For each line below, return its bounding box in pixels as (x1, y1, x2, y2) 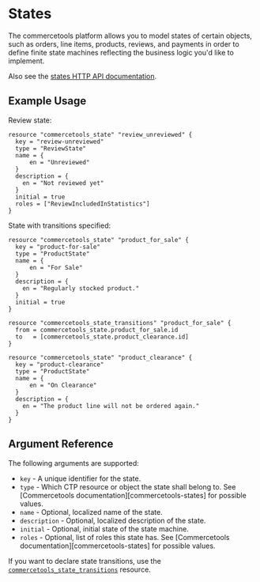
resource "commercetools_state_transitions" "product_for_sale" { (8, 319, 232, 327)
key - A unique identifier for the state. (19, 474, 141, 483)
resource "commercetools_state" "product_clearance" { (8, 353, 193, 361)
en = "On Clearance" (28, 381, 97, 389)
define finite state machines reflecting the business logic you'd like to (8, 47, 235, 57)
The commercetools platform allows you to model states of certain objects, (8, 31, 253, 40)
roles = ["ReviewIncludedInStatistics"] (15, 199, 150, 208)
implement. (8, 56, 45, 66)
